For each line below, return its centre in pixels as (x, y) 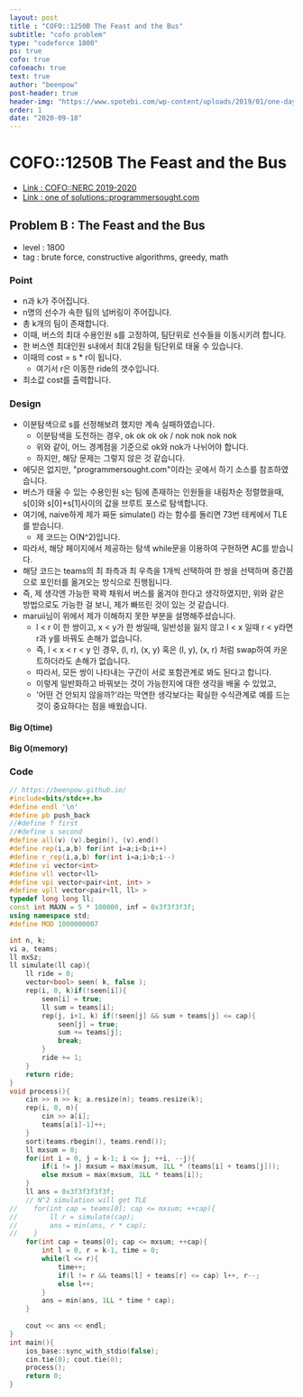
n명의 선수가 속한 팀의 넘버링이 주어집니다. (97, 313)
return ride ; (50, 1074)
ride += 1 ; (62, 1058)
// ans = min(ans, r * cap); (78, 1225)
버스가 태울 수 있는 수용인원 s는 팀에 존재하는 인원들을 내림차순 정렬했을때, (153, 492)
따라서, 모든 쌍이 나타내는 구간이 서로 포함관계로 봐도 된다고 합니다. (154, 672)
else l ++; (76, 1284)
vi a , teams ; (34, 949)
